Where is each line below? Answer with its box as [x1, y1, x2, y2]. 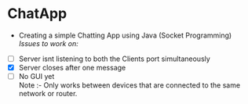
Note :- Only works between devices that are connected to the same [18, 81, 241, 90]
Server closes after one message [18, 63, 126, 72]
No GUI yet [18, 72, 55, 81]
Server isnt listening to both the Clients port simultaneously [18, 54, 211, 63]
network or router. [18, 89, 78, 99]
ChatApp [7, 5, 67, 23]
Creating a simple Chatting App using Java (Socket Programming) [18, 30, 232, 40]
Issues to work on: [18, 38, 79, 48]
